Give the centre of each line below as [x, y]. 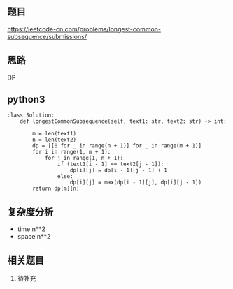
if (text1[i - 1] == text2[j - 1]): [111, 164]
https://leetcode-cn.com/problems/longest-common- [84, 29]
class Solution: [31, 116]
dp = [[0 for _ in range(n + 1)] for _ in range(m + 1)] [117, 146]
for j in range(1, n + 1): [84, 158]
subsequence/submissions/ [47, 36]
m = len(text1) [55, 134]
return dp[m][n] [56, 189]
